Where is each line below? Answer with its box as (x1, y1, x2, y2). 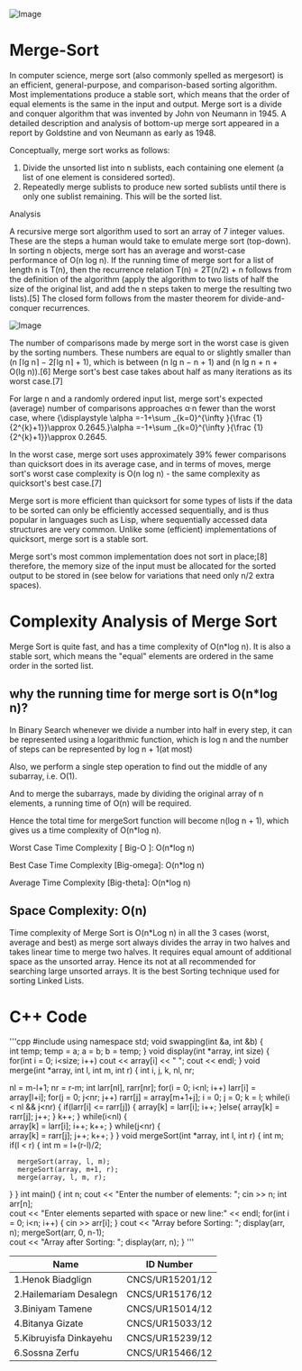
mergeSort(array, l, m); (17, 1157, 111, 1166)
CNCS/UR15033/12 (125, 1317, 213, 1330)
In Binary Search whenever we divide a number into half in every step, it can (9, 724, 293, 735)
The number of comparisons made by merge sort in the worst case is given (9, 337, 289, 348)
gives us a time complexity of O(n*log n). (9, 825, 162, 836)
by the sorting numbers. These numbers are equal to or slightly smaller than (9, 347, 291, 358)
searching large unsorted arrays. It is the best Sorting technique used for (9, 965, 280, 976)
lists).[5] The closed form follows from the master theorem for (9, 293, 239, 304)
